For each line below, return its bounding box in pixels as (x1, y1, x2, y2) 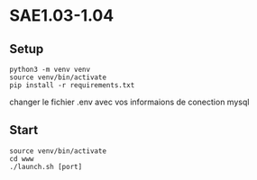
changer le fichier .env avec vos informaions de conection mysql (9, 96, 250, 107)
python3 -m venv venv (9, 65, 91, 74)
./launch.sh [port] (9, 162, 83, 171)
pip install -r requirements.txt (9, 81, 135, 90)
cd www (9, 154, 34, 163)
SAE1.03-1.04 (9, 5, 115, 26)
